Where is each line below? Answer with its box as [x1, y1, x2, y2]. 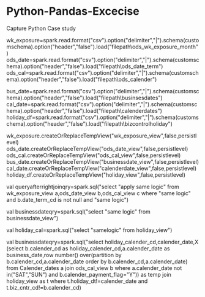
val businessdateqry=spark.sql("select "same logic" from [6, 207, 151, 215]
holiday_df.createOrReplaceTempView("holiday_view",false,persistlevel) [6, 171, 185, 179]
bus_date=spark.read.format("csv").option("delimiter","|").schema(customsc [6, 87, 199, 94]
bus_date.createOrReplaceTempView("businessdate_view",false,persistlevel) [6, 158, 199, 165]
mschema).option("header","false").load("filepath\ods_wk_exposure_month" [6, 43, 199, 50]
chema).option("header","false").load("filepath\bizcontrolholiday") [6, 120, 173, 127]
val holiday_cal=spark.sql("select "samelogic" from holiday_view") [6, 226, 173, 234]
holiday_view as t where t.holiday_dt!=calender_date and [6, 277, 148, 285]
